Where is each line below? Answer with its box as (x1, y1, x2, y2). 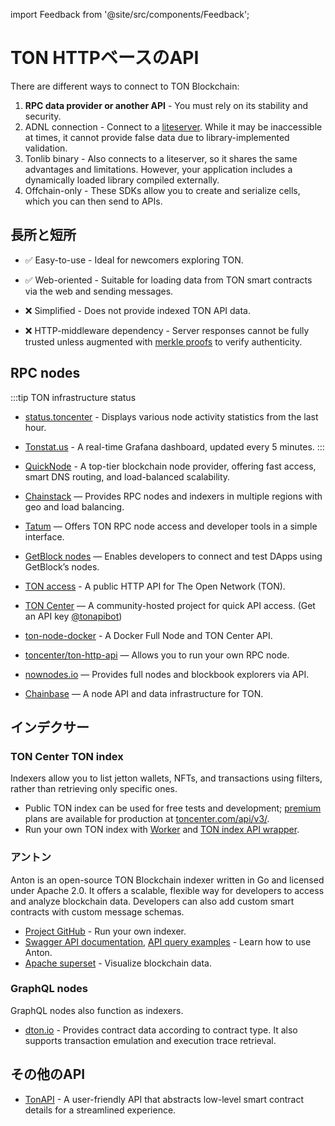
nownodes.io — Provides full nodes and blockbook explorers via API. (24, 668, 310, 680)
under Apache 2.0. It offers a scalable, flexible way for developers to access (10, 884, 325, 896)
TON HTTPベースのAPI (10, 47, 200, 69)
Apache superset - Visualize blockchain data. (24, 957, 212, 969)
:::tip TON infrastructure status (10, 391, 137, 403)
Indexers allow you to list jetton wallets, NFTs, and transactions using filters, (10, 772, 323, 784)
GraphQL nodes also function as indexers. (10, 1004, 184, 1016)
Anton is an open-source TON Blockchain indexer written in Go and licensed (10, 874, 325, 886)
